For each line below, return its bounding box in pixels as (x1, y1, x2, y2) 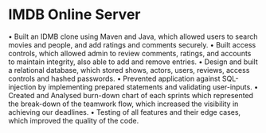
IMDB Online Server (8, 6, 141, 24)
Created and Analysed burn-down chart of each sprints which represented (8, 90, 253, 100)
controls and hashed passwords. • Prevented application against (8, 74, 221, 83)
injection (8, 82, 37, 92)
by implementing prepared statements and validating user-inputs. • (37, 82, 259, 92)
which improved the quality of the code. (8, 116, 139, 125)
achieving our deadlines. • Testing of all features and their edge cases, (8, 107, 241, 116)
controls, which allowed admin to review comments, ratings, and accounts (8, 48, 252, 58)
